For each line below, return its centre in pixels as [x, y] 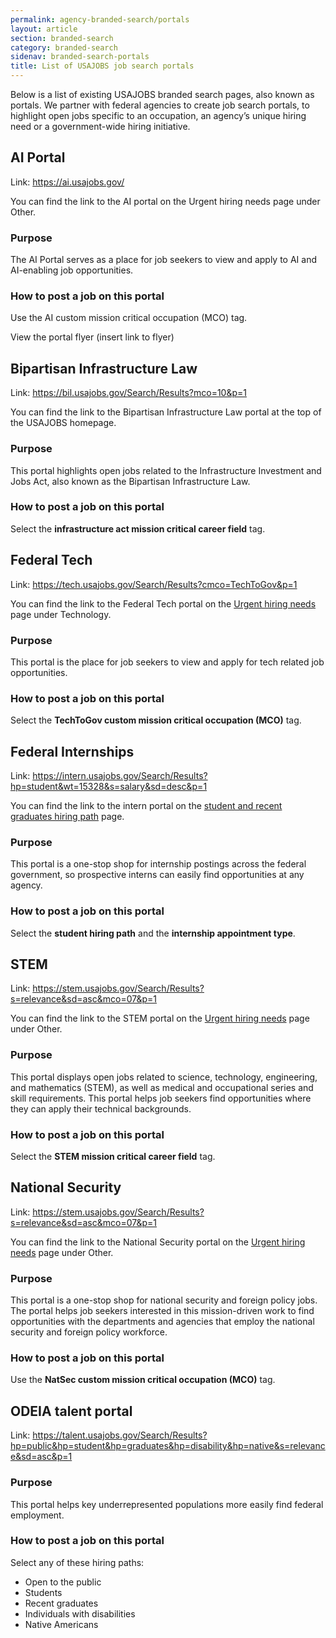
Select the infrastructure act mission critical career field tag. [138, 528]
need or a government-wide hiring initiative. [100, 126]
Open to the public [63, 1582]
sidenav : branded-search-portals [80, 57]
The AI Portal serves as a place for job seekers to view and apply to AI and [163, 260]
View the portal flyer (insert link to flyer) [92, 337]
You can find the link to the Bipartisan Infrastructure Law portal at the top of [166, 412]
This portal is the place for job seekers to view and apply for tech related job [167, 662]
